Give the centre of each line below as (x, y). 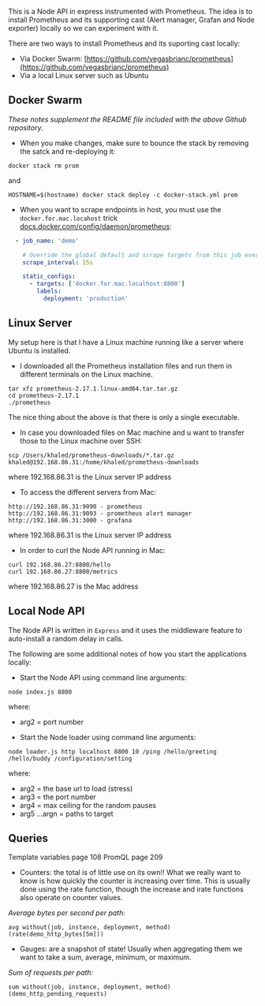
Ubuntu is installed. (39, 350)
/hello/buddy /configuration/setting (70, 758)
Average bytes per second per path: (67, 913)
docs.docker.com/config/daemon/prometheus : (95, 226)
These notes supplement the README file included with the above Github (127, 119)
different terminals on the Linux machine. (86, 374)
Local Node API (47, 611)
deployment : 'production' (86, 299)
